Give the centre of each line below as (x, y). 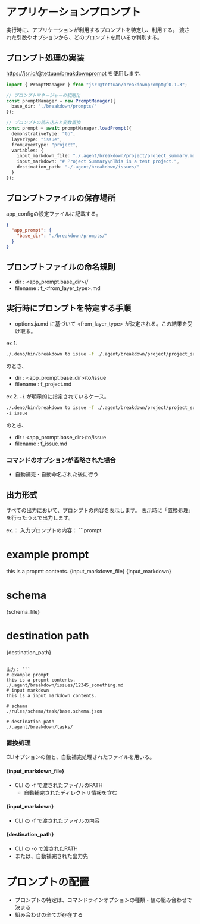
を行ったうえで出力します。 (40, 518)
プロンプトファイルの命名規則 (61, 267)
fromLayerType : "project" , (45, 145)
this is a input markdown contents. (51, 696)
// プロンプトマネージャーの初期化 (43, 95)
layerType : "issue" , (37, 139)
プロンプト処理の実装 (45, 58)
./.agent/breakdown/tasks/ (40, 727)
